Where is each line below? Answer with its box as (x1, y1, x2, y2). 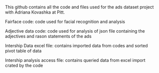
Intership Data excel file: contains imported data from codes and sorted (5, 43, 148, 48)
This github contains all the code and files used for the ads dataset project (5, 4, 154, 10)
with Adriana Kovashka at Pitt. (5, 9, 65, 15)
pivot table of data (5, 48, 42, 54)
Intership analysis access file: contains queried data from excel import (5, 57, 146, 63)
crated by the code (5, 63, 43, 68)
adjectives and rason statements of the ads (5, 34, 92, 39)
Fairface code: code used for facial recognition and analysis (5, 19, 125, 24)
